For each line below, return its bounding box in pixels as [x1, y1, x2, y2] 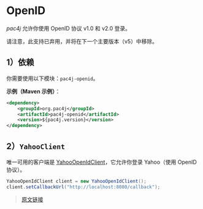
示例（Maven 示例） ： [6, 87, 61, 95]
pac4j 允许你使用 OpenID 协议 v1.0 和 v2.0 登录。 [6, 24, 131, 32]
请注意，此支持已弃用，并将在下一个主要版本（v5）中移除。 [6, 37, 158, 45]
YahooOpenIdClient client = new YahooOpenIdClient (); [6, 178, 147, 184]
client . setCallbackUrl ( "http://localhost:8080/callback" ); [6, 184, 161, 190]
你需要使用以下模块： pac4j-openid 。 [6, 75, 99, 82]
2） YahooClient [6, 141, 66, 152]
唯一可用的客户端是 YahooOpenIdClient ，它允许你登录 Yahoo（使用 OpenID [6, 158, 197, 166]
